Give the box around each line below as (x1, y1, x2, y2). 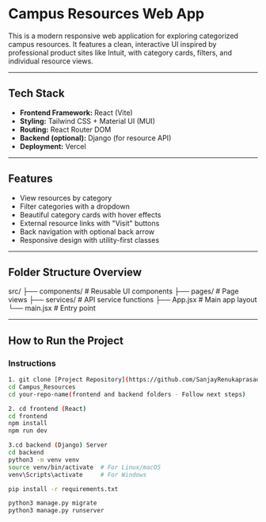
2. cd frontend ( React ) (8, 405, 87, 413)
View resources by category (19, 193, 112, 202)
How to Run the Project (8, 334, 124, 347)
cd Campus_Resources (8, 382, 77, 391)
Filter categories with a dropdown (19, 202, 131, 211)
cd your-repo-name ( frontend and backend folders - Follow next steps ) (8, 390, 246, 398)
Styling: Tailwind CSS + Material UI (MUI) (19, 116, 156, 125)
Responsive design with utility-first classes (19, 235, 160, 244)
